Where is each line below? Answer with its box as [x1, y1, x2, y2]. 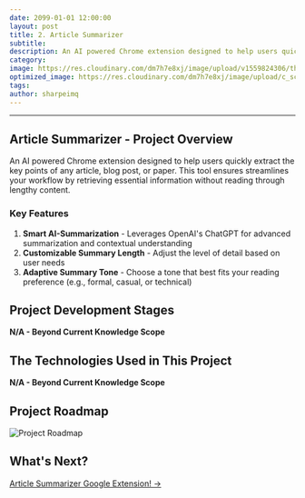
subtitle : [9, 38, 47, 48]
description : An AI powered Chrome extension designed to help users [9, 47, 279, 56]
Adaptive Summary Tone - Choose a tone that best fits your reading [22, 266, 280, 277]
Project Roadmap [9, 403, 109, 419]
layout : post [9, 22, 59, 31]
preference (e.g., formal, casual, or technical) [22, 276, 192, 287]
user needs [22, 256, 65, 268]
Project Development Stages [9, 303, 175, 318]
